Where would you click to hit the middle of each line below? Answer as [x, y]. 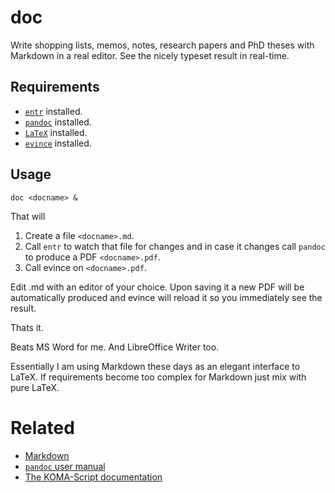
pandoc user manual [65, 466]
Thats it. [27, 327]
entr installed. [53, 111]
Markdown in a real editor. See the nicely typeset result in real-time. [150, 55]
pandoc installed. [58, 122]
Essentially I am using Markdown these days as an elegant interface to [155, 366]
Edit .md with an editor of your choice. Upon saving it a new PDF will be [157, 287]
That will [28, 216]
